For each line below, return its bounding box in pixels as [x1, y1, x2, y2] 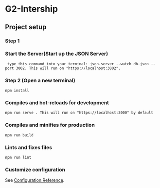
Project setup [5, 23, 47, 31]
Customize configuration [5, 166, 66, 173]
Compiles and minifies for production [5, 122, 95, 129]
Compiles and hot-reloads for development [5, 99, 109, 106]
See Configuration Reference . [5, 177, 65, 183]
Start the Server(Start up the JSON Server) [5, 50, 108, 57]
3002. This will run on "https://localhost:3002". [16, 66, 121, 71]
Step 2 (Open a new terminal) [5, 77, 75, 84]
